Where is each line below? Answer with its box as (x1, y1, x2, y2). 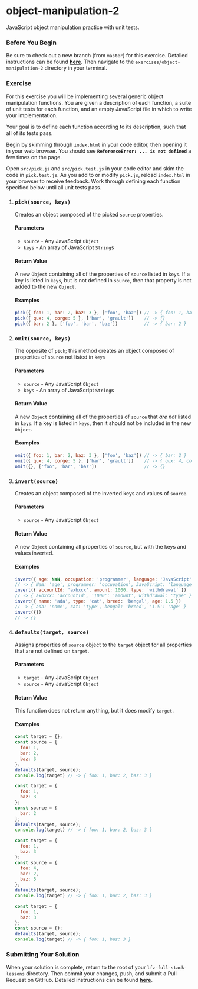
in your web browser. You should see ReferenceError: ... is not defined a (6, 147, 192, 154)
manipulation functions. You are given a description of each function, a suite (6, 99, 192, 106)
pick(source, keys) (14, 199, 71, 205)
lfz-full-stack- (147, 965, 187, 971)
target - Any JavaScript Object (23, 674, 99, 681)
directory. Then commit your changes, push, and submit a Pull (26, 970, 177, 977)
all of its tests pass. (6, 129, 53, 137)
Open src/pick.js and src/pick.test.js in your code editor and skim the (6, 165, 184, 172)
